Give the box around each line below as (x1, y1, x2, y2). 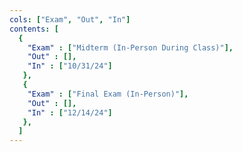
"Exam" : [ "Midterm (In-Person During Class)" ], (27, 42, 234, 53)
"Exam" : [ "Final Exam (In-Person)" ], (27, 89, 189, 99)
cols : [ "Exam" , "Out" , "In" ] (9, 14, 131, 25)
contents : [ (9, 24, 59, 34)
